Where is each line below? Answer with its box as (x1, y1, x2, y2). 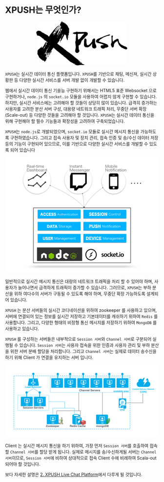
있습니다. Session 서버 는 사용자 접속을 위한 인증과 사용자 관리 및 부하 (19, 342, 150, 348)
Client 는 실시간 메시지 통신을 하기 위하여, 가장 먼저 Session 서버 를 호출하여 (5, 442, 149, 449)
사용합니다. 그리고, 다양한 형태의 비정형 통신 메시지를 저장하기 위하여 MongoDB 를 (5, 320, 157, 326)
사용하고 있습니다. (5, 326, 40, 331)
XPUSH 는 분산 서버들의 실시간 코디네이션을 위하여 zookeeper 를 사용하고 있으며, (5, 307, 157, 313)
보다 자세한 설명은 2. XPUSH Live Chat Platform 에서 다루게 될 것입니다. (5, 471, 143, 477)
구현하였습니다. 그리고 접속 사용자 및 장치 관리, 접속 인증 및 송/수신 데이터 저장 (10, 135, 159, 141)
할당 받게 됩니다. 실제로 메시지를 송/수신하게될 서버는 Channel (39, 449, 157, 455)
